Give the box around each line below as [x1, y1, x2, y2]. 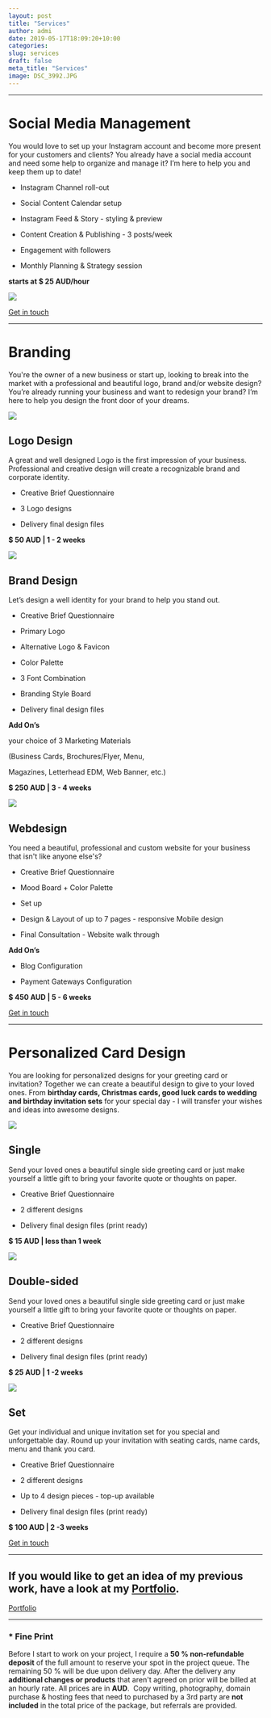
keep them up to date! [8, 166, 82, 176]
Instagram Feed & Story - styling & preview [19, 213, 163, 223]
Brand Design [8, 573, 78, 587]
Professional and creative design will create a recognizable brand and [8, 464, 240, 473]
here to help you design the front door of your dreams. [8, 395, 190, 405]
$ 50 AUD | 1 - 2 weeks [8, 535, 86, 545]
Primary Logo [19, 627, 66, 636]
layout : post [8, 11, 52, 20]
